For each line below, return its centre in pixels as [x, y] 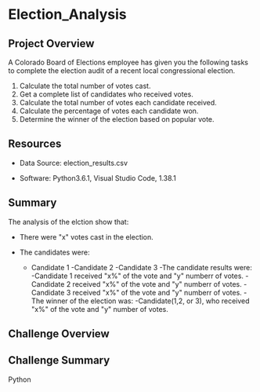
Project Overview [51, 44]
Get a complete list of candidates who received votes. [106, 94]
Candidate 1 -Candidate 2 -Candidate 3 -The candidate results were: [141, 267]
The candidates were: [54, 252]
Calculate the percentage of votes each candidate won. [109, 111]
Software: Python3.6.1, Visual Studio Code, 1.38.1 [97, 178]
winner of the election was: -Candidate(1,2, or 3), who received [148, 301]
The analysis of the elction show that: [69, 222]
